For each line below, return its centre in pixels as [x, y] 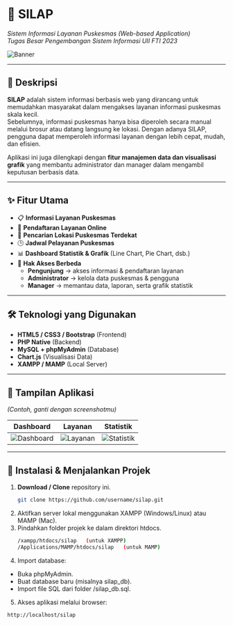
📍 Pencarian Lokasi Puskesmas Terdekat [77, 235]
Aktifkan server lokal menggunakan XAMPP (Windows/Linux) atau [112, 513]
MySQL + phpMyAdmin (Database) [68, 350]
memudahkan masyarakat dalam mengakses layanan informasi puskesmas [114, 106]
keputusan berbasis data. [43, 172]
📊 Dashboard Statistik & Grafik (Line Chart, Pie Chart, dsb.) [104, 253]
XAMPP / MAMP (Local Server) [62, 364]
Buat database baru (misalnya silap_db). [74, 581]
